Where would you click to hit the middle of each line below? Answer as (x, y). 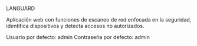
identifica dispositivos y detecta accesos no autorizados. (75, 26)
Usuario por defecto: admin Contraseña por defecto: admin (78, 37)
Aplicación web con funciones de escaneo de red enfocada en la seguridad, (99, 20)
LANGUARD (21, 8)
